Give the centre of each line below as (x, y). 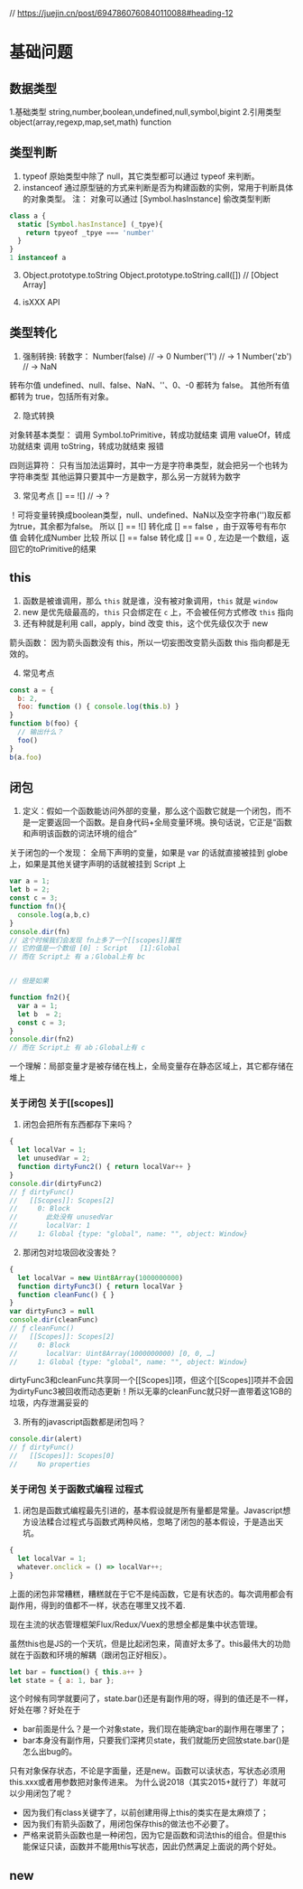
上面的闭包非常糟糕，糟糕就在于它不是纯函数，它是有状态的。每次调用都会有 (151, 1594)
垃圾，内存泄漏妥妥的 (49, 1403)
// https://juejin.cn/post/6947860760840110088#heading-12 (121, 13)
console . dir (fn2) (42, 1039)
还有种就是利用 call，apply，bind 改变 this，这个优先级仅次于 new (145, 623)
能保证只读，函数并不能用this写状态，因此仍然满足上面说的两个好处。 (151, 1847)
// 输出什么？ (41, 732)
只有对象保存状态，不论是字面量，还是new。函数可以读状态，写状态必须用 (147, 1771)
